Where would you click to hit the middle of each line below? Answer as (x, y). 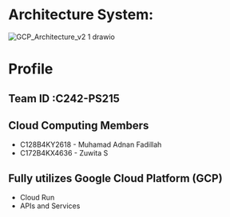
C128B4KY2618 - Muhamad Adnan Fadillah (91, 144)
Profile (31, 69)
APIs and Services (50, 206)
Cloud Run (37, 198)
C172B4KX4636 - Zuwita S (64, 153)
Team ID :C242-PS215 (64, 99)
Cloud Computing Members (79, 125)
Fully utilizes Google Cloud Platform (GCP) (115, 178)
